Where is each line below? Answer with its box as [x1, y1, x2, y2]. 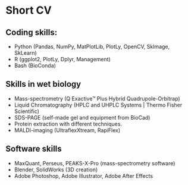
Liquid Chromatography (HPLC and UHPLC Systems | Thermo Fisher [14, 101, 183, 108]
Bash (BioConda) [14, 62, 56, 69]
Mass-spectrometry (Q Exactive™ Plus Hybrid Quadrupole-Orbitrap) [14, 95, 180, 102]
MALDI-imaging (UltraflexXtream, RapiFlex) [14, 126, 121, 134]
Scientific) [14, 108, 40, 115]
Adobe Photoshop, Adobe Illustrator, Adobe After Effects [14, 172, 153, 179]
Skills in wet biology [5, 79, 82, 89]
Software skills [5, 144, 62, 154]
